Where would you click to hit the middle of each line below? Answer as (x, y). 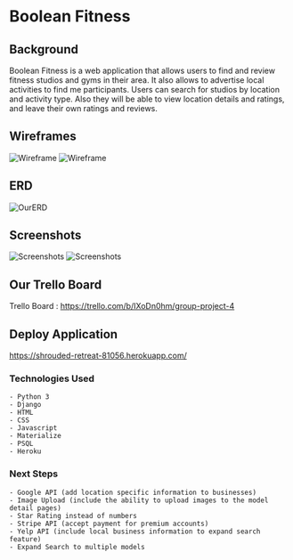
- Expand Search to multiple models (77, 547)
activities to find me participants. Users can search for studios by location (145, 89)
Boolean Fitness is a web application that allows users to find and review (142, 70)
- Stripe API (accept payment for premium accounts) (109, 523)
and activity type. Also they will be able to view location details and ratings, (147, 99)
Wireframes (43, 137)
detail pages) (36, 508)
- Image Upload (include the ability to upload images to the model (139, 500)
